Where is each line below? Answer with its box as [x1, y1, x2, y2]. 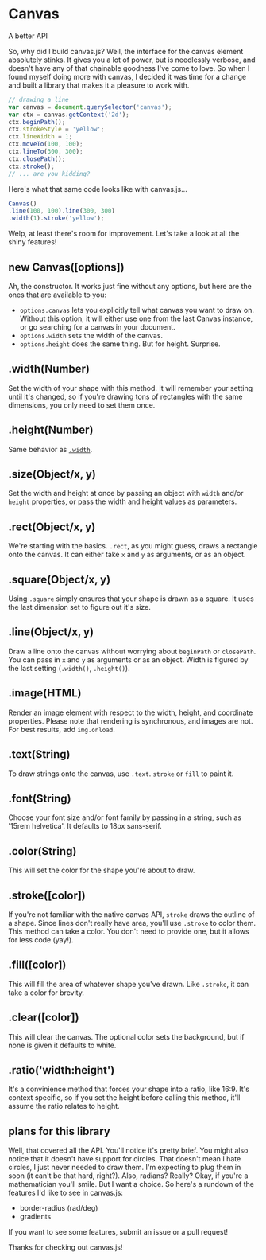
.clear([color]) [8, 1011, 79, 1024]
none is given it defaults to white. [8, 1040, 117, 1050]
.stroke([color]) [8, 888, 86, 902]
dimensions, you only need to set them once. [8, 400, 156, 410]
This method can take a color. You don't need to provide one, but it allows [8, 926, 249, 936]
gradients [19, 1211, 52, 1222]
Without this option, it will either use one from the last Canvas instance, [19, 314, 253, 323]
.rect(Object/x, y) [8, 520, 96, 533]
